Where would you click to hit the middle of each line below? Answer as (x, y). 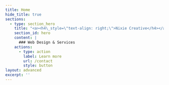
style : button (38, 65)
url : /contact (38, 61)
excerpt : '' (18, 75)
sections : (16, 19)
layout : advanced (23, 70)
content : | (26, 38)
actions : (23, 47)
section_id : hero (32, 33)
